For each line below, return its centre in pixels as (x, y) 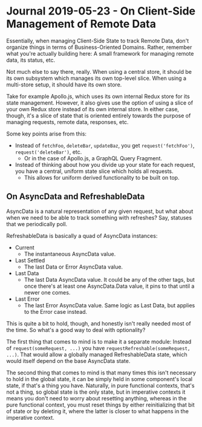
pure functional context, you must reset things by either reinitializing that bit (100, 405)
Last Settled (30, 260)
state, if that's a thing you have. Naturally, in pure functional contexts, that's (100, 385)
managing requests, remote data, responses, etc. (67, 122)
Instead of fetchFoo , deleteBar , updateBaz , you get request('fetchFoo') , (105, 145)
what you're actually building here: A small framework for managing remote (100, 53)
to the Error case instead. (56, 311)
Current (24, 247)
